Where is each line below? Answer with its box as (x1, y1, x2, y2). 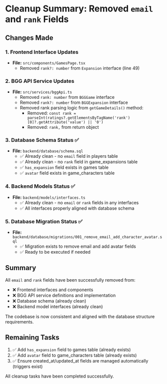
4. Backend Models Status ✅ (5, 183, 76, 190)
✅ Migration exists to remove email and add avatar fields (19, 243, 136, 250)
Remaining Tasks (5, 333, 60, 342)
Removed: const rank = (27, 110, 76, 116)
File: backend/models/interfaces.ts (12, 194, 86, 200)
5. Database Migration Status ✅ (5, 218, 83, 225)
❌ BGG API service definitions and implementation (12, 292, 116, 298)
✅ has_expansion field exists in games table (19, 164, 109, 170)
